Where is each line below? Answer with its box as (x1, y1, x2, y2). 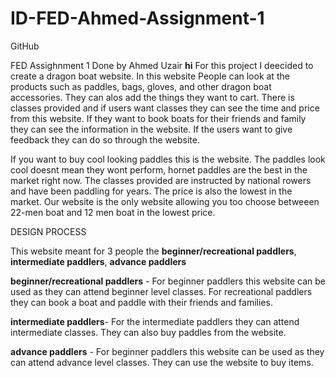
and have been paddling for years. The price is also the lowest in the (10, 185, 293, 197)
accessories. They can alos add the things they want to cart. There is (10, 91, 295, 103)
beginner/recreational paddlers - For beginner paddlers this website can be (10, 275, 326, 287)
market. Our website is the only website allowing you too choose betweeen (10, 195, 320, 207)
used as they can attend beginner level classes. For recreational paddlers (10, 285, 313, 297)
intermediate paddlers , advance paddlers (10, 255, 187, 267)
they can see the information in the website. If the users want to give (10, 123, 293, 135)
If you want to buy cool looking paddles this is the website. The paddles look (10, 153, 326, 165)
